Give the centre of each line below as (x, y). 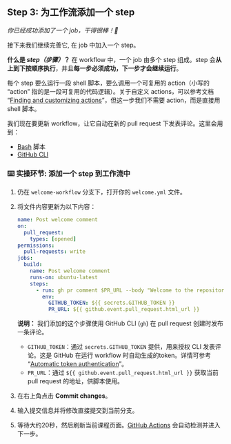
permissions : (36, 245)
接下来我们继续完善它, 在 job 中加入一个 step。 (73, 45)
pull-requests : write (55, 252)
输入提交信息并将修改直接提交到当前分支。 (78, 411)
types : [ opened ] (53, 239)
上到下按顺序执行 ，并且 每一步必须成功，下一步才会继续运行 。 (95, 68)
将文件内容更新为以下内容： (57, 207)
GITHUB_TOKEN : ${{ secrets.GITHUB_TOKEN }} (111, 303)
